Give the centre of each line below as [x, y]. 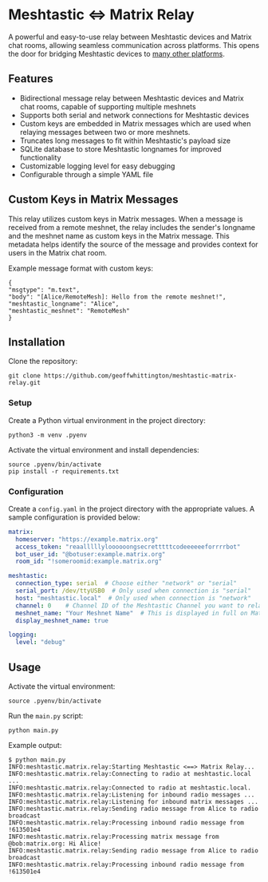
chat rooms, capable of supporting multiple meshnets [108, 106]
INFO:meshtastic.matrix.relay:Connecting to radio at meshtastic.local [130, 774]
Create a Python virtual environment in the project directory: [107, 420]
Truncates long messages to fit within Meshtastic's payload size [125, 140]
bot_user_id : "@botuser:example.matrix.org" [91, 554]
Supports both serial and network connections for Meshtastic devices [134, 115]
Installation [37, 342]
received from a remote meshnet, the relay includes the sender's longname [132, 227]
